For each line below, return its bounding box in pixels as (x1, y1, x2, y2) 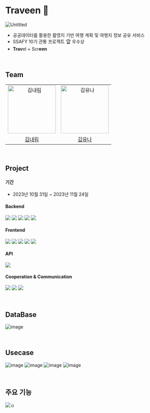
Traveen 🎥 (5, 5, 49, 16)
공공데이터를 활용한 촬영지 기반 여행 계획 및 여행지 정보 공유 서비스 (12, 32, 145, 38)
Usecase (5, 349, 34, 357)
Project (5, 164, 29, 173)
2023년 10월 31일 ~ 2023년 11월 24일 (12, 191, 89, 197)
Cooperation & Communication (5, 273, 72, 280)
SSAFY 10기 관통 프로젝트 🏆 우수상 (12, 38, 85, 44)
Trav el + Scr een (12, 45, 47, 52)
